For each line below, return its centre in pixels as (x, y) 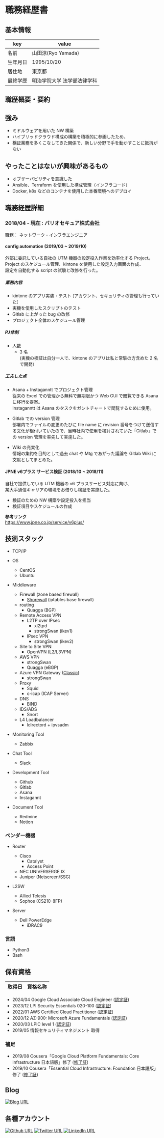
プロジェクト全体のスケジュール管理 (48, 320)
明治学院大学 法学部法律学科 (65, 81)
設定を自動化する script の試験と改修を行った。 (53, 270)
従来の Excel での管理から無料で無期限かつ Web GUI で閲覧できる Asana (85, 395)
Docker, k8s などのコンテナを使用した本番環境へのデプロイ (72, 191)
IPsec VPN (37, 636)
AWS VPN (30, 657)
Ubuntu (27, 575)
